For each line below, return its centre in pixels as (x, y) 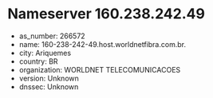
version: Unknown (49, 78)
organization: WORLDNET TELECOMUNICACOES (100, 69)
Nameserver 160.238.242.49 (106, 14)
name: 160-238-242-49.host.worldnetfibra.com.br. (103, 44)
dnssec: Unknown (49, 86)
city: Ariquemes (45, 53)
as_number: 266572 (52, 36)
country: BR (38, 61)
